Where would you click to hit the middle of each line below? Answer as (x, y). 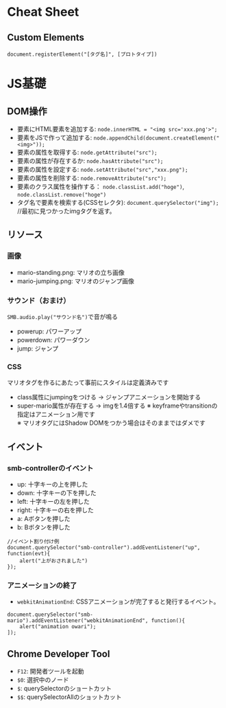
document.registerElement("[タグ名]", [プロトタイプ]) (82, 54)
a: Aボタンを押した (43, 518)
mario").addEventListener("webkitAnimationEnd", (78, 621)
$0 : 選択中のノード (43, 680)
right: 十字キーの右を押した (55, 510)
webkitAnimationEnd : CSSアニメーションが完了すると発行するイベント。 (118, 601)
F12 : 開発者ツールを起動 (50, 672)
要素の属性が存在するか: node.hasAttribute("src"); (90, 161)
